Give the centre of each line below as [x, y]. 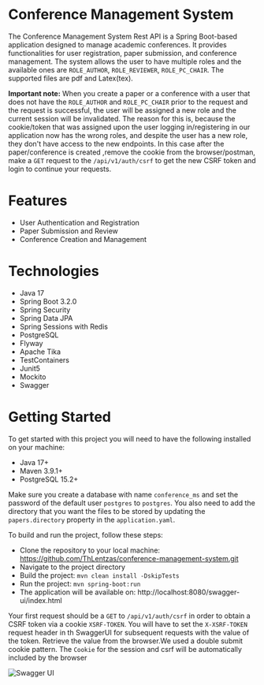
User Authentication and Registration [80, 222]
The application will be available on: [78, 592]
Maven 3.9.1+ [41, 471]
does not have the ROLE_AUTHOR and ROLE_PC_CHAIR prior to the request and [128, 102]
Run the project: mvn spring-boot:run [80, 583]
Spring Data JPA [46, 318]
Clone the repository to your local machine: [89, 550]
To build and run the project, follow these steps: [86, 534]
